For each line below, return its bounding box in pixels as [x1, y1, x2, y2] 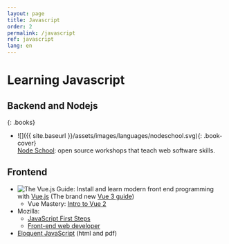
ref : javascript [7, 36, 54, 43]
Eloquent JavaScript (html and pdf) [17, 229, 118, 237]
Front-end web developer [27, 221, 100, 229]
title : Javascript [7, 17, 60, 24]
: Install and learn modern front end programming [73, 184, 214, 193]
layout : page [7, 10, 45, 17]
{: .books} [7, 119, 36, 126]
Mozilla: [17, 207, 40, 215]
